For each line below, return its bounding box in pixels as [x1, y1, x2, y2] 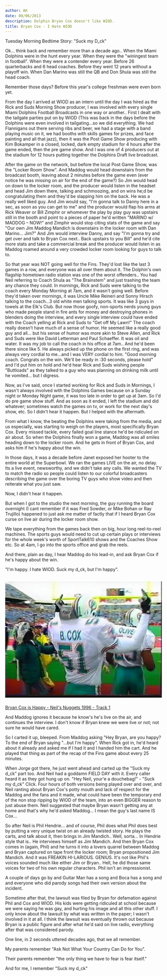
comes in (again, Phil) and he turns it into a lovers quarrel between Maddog [5, 843, 160, 850]
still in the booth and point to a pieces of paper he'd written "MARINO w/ [5, 214, 154, 220]
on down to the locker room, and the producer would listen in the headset [5, 183, 156, 189]
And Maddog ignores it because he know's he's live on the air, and [5, 714, 142, 720]
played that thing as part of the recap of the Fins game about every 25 [5, 750, 149, 756]
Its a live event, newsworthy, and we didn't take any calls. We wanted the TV [5, 465, 162, 471]
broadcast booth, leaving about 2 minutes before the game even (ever [5, 172, 149, 178]
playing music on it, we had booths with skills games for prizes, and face [5, 131, 154, 137]
